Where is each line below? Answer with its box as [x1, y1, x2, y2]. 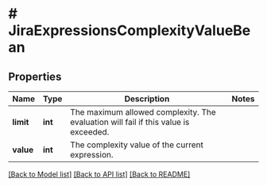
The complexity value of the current [70, 139, 204, 150]
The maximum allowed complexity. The [70, 107, 216, 117]
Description [124, 93, 170, 104]
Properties [8, 70, 62, 83]
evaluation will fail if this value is [70, 116, 190, 127]
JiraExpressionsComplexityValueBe [8, 21, 251, 40]
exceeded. [70, 127, 110, 137]
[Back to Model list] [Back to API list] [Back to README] [8, 169, 191, 179]
